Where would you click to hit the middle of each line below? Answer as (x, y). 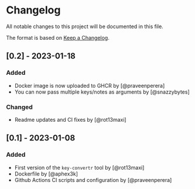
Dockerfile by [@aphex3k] (46, 174)
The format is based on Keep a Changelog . (58, 37)
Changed (20, 107)
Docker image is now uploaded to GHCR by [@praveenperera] (90, 85)
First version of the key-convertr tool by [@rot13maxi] (79, 167)
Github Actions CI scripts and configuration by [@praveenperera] (93, 180)
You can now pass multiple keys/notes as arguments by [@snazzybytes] (102, 92)
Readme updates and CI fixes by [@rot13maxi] (71, 119)
